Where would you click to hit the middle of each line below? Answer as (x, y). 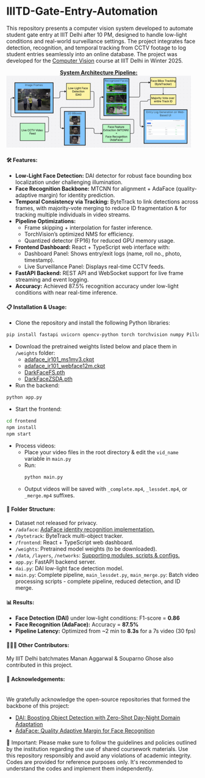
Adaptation (29, 724)
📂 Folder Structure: (31, 509)
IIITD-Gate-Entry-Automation (82, 11)
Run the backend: (37, 386)
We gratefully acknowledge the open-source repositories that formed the (98, 699)
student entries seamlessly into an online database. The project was (92, 54)
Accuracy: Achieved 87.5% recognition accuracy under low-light (97, 286)
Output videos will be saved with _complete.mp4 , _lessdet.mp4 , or (106, 489)
